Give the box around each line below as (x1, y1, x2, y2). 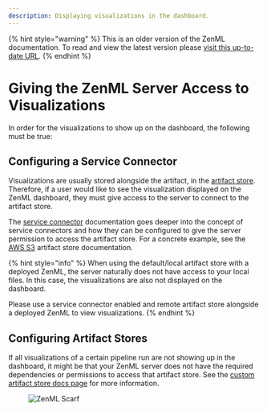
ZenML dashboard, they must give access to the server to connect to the (8, 193, 249, 203)
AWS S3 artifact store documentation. (8, 243, 134, 253)
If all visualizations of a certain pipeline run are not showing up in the (8, 353, 236, 363)
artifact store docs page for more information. (8, 379, 160, 388)
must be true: (8, 131, 53, 141)
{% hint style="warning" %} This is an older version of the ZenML (8, 34, 226, 43)
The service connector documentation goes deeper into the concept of (8, 217, 244, 227)
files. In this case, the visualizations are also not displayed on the (8, 275, 223, 286)
